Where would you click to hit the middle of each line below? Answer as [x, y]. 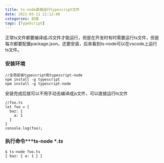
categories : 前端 [22, 19]
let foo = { [17, 107]
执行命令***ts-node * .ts [34, 141]
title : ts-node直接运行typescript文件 [42, 10]
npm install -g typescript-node [38, 83]
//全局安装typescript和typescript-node [44, 75]
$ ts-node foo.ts [23, 152]
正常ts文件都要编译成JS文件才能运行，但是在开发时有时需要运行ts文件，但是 [82, 38]
